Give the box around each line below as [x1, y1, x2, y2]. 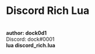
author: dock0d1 [6, 29, 47, 36]
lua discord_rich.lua [6, 42, 55, 49]
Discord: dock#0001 [6, 35, 55, 42]
